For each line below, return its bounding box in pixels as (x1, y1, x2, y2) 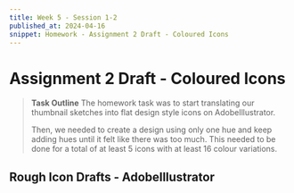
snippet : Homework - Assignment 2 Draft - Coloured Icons (9, 29, 229, 38)
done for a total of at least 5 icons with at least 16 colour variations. (30, 144, 278, 155)
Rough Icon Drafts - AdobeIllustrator (9, 169, 216, 184)
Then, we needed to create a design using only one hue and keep (30, 124, 273, 135)
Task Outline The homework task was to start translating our (30, 97, 255, 108)
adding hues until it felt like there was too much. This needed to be (30, 134, 276, 145)
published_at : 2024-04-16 (9, 21, 105, 30)
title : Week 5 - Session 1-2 (9, 13, 118, 22)
